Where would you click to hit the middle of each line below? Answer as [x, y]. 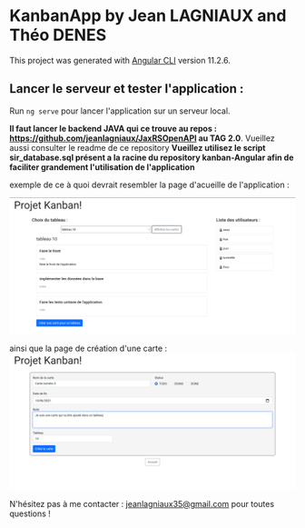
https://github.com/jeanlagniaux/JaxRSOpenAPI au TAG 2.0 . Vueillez [142, 138]
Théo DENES [58, 35]
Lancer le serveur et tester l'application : [127, 89]
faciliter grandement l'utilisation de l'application [102, 167]
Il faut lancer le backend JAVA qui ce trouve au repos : [113, 128]
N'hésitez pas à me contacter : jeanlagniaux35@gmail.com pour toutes [142, 503]
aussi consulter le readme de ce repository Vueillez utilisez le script [138, 147]
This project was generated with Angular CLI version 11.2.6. [120, 60]
